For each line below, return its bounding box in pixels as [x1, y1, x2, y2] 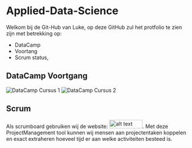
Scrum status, [14, 54, 49, 61]
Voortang [14, 47, 38, 54]
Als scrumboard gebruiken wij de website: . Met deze [6, 123, 168, 130]
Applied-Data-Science [6, 4, 119, 18]
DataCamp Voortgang [6, 71, 88, 81]
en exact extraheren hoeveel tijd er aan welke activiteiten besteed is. [6, 135, 173, 142]
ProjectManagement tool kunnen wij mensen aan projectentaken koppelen [6, 129, 187, 136]
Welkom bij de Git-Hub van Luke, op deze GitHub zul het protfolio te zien [6, 24, 183, 31]
